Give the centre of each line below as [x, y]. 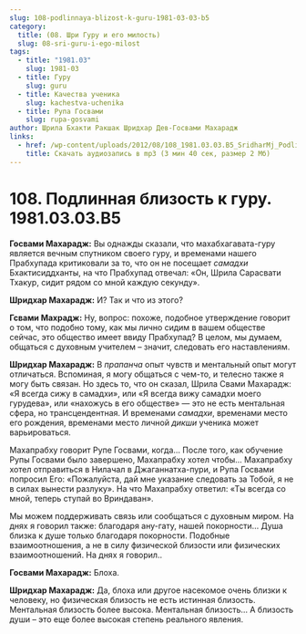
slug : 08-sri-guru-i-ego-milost [79, 43]
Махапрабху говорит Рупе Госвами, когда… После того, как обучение [147, 450]
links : [22, 137]
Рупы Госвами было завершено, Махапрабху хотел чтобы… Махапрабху [151, 459]
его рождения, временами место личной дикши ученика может [134, 422]
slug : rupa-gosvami [63, 120]
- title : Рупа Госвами [61, 111]
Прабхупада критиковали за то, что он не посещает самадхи [129, 263]
